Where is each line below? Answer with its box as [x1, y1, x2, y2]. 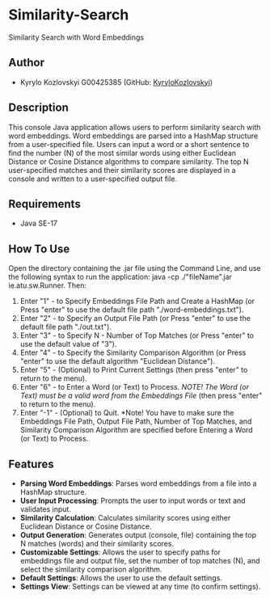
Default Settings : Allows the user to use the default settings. [19, 573, 222, 583]
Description [8, 101, 69, 115]
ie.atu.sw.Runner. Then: [8, 281, 87, 290]
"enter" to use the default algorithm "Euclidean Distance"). [19, 356, 216, 366]
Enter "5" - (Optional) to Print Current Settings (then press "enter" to [19, 365, 248, 375]
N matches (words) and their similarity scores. [19, 539, 175, 548]
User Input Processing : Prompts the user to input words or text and [19, 496, 246, 505]
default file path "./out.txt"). [19, 322, 112, 332]
